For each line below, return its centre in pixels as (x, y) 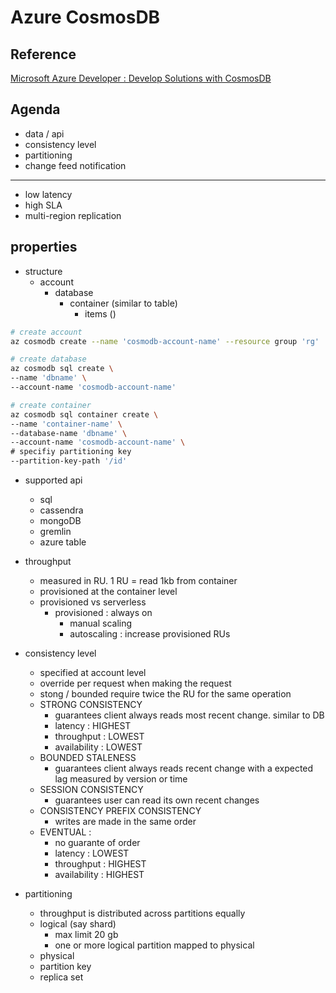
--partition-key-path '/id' (69, 461)
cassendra (61, 510)
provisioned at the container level (108, 591)
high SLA (43, 205)
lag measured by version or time (121, 779)
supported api (53, 480)
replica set (61, 977)
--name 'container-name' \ (66, 424)
